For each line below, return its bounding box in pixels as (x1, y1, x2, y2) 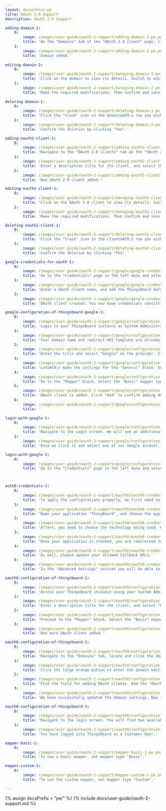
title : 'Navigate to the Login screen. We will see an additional (23, 429, 163, 434)
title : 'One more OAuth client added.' (23, 631, 105, 636)
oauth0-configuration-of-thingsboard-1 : (5, 576, 90, 580)
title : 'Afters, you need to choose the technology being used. (23, 525, 158, 530)
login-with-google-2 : (5, 452, 50, 457)
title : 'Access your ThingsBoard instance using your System (23, 589, 152, 594)
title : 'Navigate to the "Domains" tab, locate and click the (23, 653, 154, 658)
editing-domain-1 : (5, 62, 43, 67)
